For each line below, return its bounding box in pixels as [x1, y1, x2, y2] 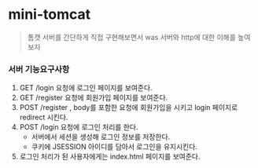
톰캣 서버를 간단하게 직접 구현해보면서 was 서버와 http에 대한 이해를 [27, 32, 236, 42]
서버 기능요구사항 [8, 64, 70, 75]
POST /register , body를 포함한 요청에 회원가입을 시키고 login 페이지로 [19, 103, 238, 112]
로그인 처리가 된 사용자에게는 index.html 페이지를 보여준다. [19, 152, 201, 162]
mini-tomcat [8, 5, 91, 24]
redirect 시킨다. [19, 112, 68, 122]
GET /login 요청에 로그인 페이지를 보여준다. [19, 83, 153, 93]
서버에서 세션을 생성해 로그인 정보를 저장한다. [31, 132, 171, 142]
